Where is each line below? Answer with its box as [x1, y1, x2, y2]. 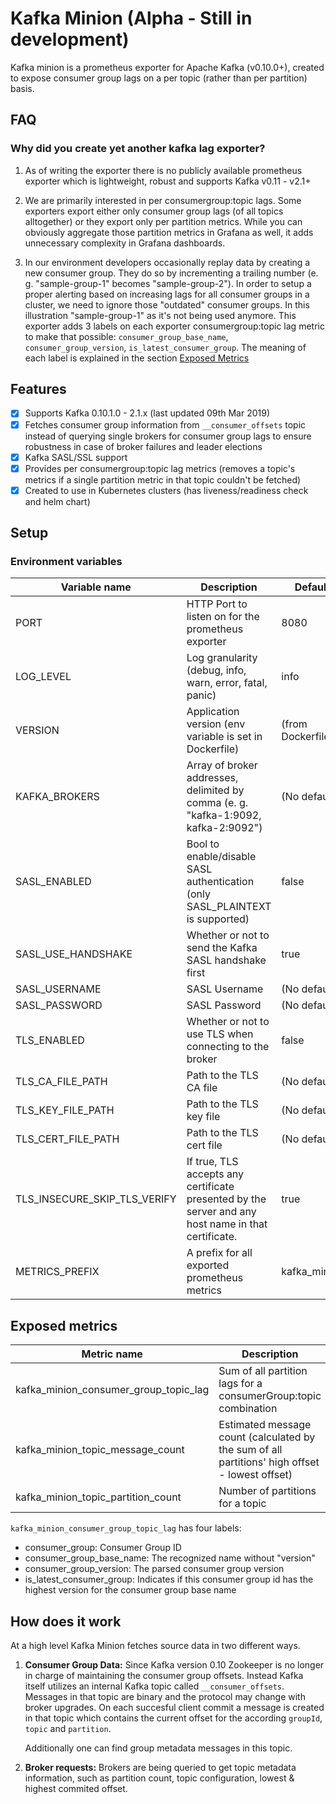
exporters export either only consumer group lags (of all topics [24, 205, 284, 217]
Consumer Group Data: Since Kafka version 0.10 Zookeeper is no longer [24, 1659, 325, 1671]
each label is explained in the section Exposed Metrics [24, 352, 250, 364]
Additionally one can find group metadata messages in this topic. [24, 1742, 293, 1754]
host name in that [186, 1217, 268, 1231]
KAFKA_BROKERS [15, 790, 100, 804]
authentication [186, 875, 255, 889]
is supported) [186, 912, 250, 926]
